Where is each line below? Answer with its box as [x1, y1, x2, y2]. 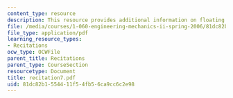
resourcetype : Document [7, 68, 76, 75]
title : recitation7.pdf [7, 74, 76, 81]
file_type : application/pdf [7, 29, 89, 37]
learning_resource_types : [7, 36, 82, 43]
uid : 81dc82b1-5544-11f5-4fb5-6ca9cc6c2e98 [7, 81, 135, 88]
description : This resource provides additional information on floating [7, 17, 225, 23]
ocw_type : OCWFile [7, 49, 60, 56]
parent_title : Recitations [7, 55, 85, 62]
